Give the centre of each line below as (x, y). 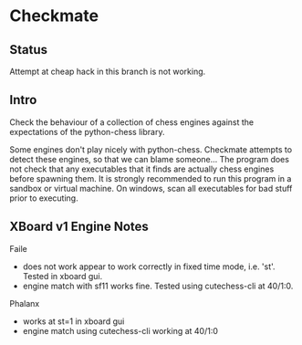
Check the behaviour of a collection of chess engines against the (132, 122)
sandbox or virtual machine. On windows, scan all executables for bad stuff (151, 188)
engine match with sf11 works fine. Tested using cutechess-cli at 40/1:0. (158, 286)
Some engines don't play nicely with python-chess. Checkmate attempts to (151, 149)
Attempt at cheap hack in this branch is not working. (108, 71)
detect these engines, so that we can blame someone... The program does (150, 159)
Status (29, 50)
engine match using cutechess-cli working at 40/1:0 (120, 330)
